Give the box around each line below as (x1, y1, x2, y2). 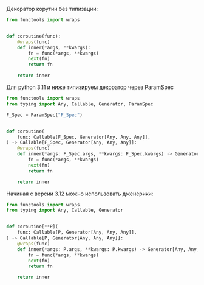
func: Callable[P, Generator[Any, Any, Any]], (17, 230, 137, 236)
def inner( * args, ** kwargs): (17, 44, 91, 51)
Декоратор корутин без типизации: (6, 5, 98, 12)
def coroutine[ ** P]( (6, 223, 59, 230)
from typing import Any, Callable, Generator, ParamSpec (6, 100, 154, 107)
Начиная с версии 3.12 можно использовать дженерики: (6, 190, 154, 197)
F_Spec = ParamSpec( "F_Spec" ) (6, 112, 83, 118)
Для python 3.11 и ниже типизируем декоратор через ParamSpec (6, 83, 174, 91)
